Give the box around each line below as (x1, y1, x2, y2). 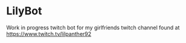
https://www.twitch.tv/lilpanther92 (6, 30, 92, 37)
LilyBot (6, 4, 42, 18)
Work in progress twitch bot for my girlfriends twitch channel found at (6, 24, 180, 31)
